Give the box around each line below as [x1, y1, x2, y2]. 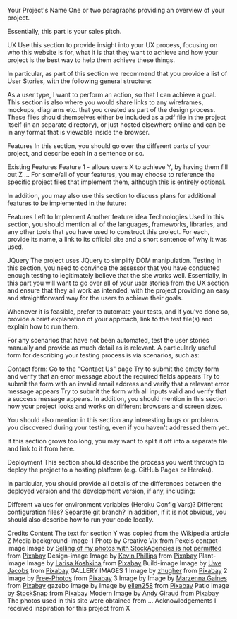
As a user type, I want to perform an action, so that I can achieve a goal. [7, 91, 217, 99]
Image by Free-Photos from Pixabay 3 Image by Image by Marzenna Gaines [7, 574, 228, 582]
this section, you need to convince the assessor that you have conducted [7, 264, 220, 272]
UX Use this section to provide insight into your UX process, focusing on [7, 41, 218, 49]
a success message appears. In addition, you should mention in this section [7, 395, 227, 403]
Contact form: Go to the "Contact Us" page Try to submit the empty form [7, 364, 219, 373]
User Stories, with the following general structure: [7, 77, 152, 85]
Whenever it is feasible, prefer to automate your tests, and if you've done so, [7, 307, 230, 316]
